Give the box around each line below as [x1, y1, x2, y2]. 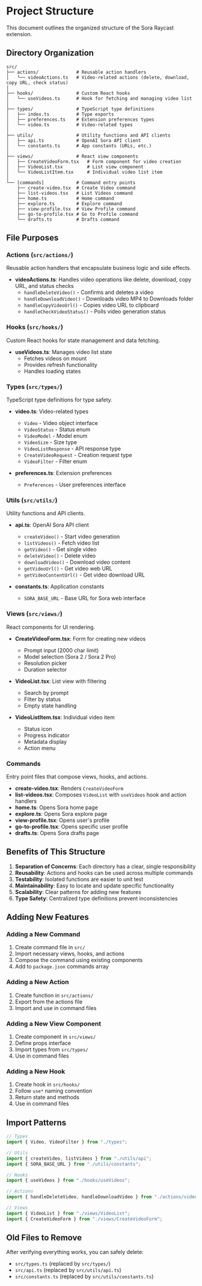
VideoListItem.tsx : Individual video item [14, 714, 115, 721]
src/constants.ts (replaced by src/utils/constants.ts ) [14, 1273, 154, 1280]
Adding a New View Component [6, 1019, 101, 1027]
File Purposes [6, 233, 59, 243]
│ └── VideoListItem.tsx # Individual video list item [6, 169, 163, 175]
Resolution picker [23, 660, 67, 667]
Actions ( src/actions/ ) [6, 251, 73, 259]
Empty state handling [23, 702, 77, 709]
